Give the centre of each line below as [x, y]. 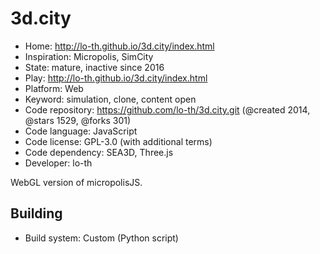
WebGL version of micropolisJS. [76, 182]
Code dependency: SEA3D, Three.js [99, 152]
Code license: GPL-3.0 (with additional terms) [118, 141]
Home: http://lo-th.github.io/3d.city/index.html [119, 46]
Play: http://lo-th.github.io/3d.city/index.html [116, 78]
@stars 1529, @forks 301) [78, 120]
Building [36, 213]
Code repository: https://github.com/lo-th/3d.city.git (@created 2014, [167, 109]
